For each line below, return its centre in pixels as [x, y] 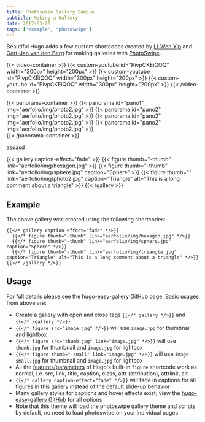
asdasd [16, 147]
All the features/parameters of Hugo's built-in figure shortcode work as [106, 367]
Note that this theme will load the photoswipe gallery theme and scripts [105, 406]
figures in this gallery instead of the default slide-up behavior [92, 386]
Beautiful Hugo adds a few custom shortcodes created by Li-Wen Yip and [99, 47]
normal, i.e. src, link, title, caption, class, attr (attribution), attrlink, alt [102, 373]
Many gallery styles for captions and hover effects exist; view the [98, 393]
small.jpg [28, 361]
